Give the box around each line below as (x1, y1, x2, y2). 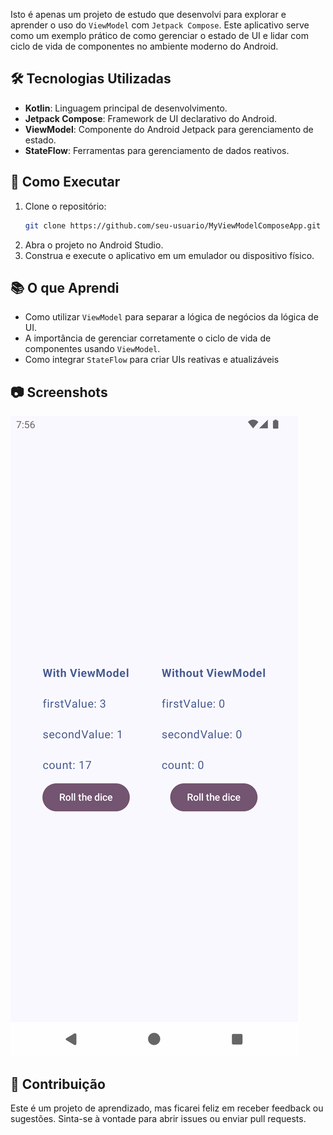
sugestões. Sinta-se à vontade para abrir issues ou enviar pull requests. (10, 1112, 307, 1124)
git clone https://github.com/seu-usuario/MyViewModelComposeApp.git (24, 220, 322, 231)
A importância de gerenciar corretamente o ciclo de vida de (24, 332, 272, 344)
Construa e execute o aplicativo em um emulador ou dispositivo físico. (24, 249, 315, 261)
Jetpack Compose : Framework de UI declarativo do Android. (24, 112, 278, 124)
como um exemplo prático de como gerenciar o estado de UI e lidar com (10, 30, 309, 41)
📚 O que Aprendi (10, 279, 120, 296)
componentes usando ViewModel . (24, 343, 161, 355)
